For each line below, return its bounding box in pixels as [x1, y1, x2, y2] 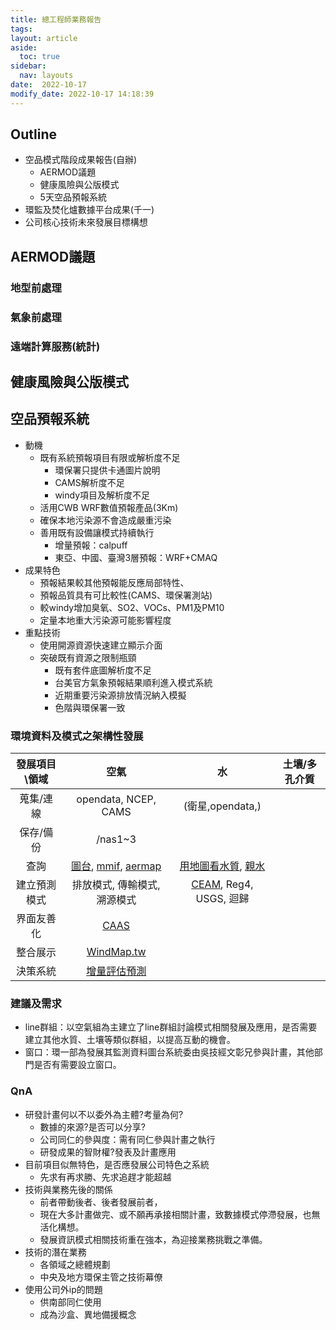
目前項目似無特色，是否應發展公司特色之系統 [24, 1158, 210, 1170]
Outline [10, 126, 57, 143]
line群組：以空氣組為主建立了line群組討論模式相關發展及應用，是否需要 [24, 1021, 318, 1033]
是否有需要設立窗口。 [33, 1059, 122, 1071]
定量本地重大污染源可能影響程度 [39, 614, 172, 626]
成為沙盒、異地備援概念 [39, 1308, 137, 1320]
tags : [10, 24, 33, 34]
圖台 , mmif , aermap [70, 859, 162, 873]
